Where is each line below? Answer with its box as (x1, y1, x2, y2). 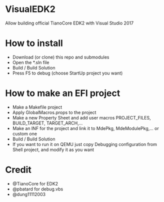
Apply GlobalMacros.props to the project (12, 109, 96, 115)
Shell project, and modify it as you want (12, 146, 94, 152)
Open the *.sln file (12, 59, 49, 65)
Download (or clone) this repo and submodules (12, 54, 109, 60)
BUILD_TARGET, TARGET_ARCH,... (12, 120, 83, 126)
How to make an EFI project (5, 87, 120, 99)
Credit (5, 164, 31, 175)
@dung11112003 (12, 191, 46, 197)
